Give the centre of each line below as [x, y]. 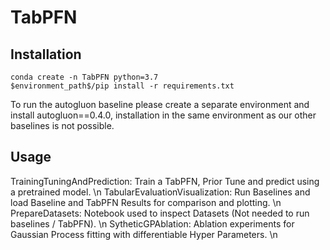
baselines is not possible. [62, 125]
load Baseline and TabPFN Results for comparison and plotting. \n [146, 202]
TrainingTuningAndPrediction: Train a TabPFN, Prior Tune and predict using [165, 181]
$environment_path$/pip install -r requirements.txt [122, 86]
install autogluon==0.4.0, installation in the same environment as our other [163, 115]
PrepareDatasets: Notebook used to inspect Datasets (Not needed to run [160, 213]
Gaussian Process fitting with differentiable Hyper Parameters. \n [144, 234]
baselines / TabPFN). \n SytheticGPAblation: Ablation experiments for [152, 223]
